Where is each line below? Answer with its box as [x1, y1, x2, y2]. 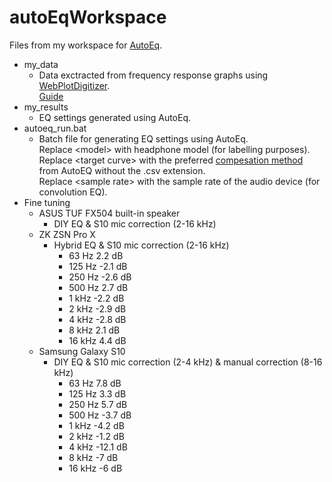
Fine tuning [23, 196, 71, 208]
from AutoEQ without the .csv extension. [38, 164, 206, 176]
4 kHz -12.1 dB [68, 441, 128, 453]
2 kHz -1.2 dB [68, 430, 125, 442]
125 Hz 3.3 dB [68, 387, 127, 400]
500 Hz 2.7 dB [68, 281, 129, 293]
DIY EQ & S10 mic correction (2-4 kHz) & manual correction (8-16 [53, 356, 323, 368]
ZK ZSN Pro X [38, 228, 96, 240]
